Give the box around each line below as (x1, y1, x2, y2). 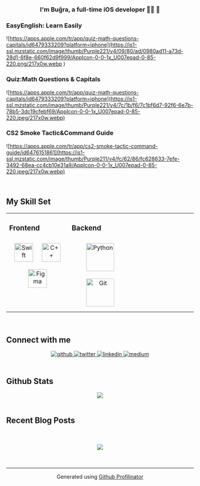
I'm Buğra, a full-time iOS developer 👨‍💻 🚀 (39, 5, 161, 14)
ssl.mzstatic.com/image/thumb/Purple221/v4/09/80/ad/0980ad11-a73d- (6, 48, 183, 55)
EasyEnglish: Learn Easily (6, 21, 82, 29)
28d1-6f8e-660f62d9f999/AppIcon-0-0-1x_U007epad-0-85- (6, 54, 156, 61)
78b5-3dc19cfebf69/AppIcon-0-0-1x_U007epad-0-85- (6, 107, 141, 115)
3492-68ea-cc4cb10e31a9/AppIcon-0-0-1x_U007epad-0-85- (6, 161, 158, 169)
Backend (71, 223, 102, 233)
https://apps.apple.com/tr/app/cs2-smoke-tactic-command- (10, 143, 158, 150)
